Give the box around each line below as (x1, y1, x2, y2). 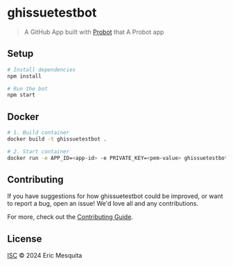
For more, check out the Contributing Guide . (7, 213, 134, 221)
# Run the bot (7, 85, 49, 92)
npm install (7, 73, 42, 80)
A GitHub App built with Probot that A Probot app (24, 28, 164, 36)
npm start (7, 91, 36, 98)
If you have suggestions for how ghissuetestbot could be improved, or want (7, 192, 223, 200)
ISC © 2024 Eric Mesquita (7, 251, 83, 260)
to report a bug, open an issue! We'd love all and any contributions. (7, 199, 199, 208)
